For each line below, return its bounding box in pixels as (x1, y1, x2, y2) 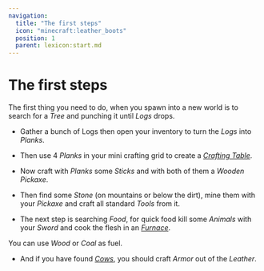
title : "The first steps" (15, 19, 102, 27)
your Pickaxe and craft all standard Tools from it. (19, 199, 180, 208)
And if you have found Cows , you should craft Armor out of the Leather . (19, 254, 258, 264)
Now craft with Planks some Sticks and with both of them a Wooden (19, 166, 245, 176)
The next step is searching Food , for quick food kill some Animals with (19, 214, 252, 224)
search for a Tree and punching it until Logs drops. (8, 111, 175, 121)
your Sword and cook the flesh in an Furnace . (19, 223, 171, 233)
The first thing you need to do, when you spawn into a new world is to (8, 103, 238, 112)
